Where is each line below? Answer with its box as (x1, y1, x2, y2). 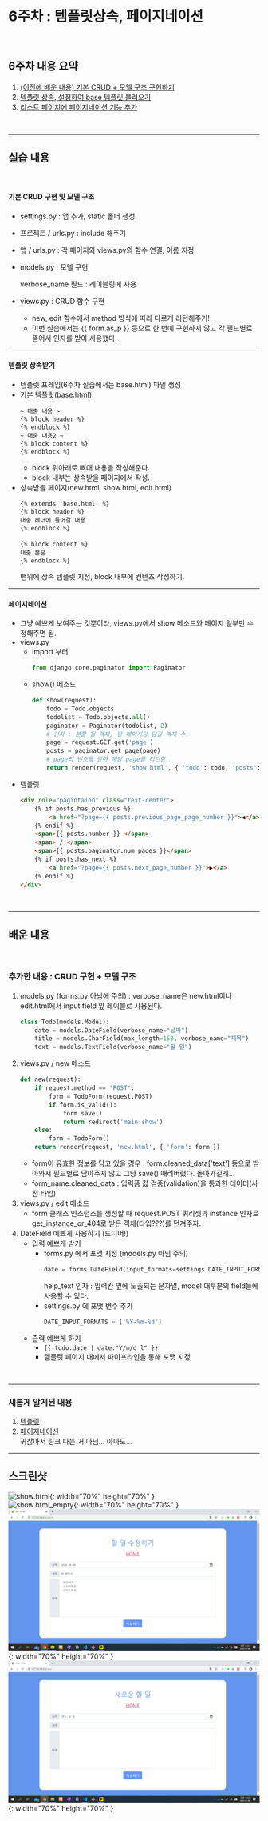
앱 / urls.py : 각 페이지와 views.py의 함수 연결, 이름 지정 (19, 245, 195, 254)
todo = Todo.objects (46, 705, 115, 713)
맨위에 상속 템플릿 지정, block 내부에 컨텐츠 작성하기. (19, 571, 185, 581)
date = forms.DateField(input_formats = (43, 1266, 177, 1274)
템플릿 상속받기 (8, 361, 56, 370)
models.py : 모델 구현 (19, 262, 89, 272)
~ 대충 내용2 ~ (19, 431, 64, 440)
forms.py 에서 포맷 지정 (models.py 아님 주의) (43, 1249, 189, 1259)
